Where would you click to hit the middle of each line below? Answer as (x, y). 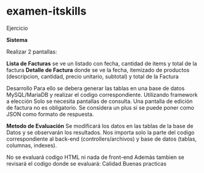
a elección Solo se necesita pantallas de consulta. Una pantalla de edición (100, 101)
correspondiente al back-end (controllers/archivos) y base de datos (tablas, (102, 139)
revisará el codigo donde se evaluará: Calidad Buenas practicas (86, 163)
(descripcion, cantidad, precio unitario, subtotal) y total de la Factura (93, 76)
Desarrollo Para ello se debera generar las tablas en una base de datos (96, 88)
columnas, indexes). (31, 145)
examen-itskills (46, 11)
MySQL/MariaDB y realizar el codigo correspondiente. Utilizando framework (102, 94)
